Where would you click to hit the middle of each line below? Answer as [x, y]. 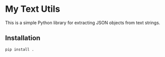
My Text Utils [33, 9]
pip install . [20, 49]
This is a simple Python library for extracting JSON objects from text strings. [83, 23]
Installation [23, 38]
